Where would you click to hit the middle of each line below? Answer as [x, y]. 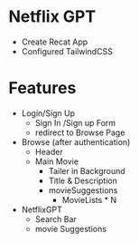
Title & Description [83, 180]
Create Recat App [55, 42]
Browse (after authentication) [76, 141]
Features [42, 88]
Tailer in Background [87, 170]
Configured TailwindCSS [67, 51]
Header [49, 151]
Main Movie [56, 161]
